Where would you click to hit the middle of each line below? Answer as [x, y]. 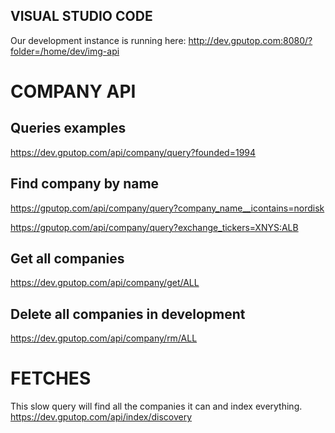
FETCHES [51, 378]
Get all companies [67, 259]
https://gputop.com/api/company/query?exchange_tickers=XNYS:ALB [154, 227]
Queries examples [68, 128]
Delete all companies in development [128, 314]
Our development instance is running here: [98, 40]
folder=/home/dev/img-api [65, 51]
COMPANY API [73, 91]
